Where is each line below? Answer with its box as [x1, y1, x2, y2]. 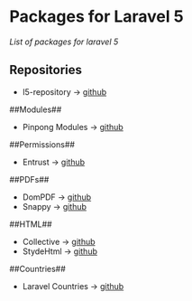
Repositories [9, 62, 83, 78]
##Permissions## [9, 138, 75, 150]
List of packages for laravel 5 [9, 36, 119, 47]
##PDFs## [9, 174, 50, 184]
